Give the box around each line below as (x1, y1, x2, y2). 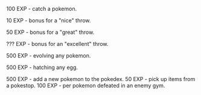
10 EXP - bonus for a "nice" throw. (6, 17, 91, 24)
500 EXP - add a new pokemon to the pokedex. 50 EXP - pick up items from (6, 76, 196, 82)
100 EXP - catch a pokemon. (6, 5, 77, 12)
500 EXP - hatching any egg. (6, 64, 78, 71)
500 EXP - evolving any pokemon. (6, 52, 91, 59)
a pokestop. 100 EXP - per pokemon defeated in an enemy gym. (6, 82, 165, 89)
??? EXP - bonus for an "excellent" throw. (6, 41, 109, 47)
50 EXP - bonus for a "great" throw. (6, 28, 95, 36)
